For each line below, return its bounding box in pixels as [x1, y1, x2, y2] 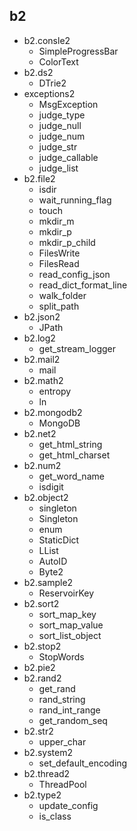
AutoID [38, 555, 68, 567]
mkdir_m [38, 215, 75, 227]
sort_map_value [38, 619, 104, 631]
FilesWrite [38, 247, 81, 259]
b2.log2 [23, 332, 56, 344]
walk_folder [38, 289, 87, 301]
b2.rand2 [23, 672, 62, 684]
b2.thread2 [23, 767, 71, 779]
